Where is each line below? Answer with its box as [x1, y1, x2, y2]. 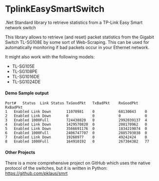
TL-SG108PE [12, 68, 38, 74]
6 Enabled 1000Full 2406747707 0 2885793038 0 [5, 130, 147, 136]
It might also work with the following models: [5, 54, 95, 59]
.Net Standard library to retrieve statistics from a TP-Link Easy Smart [5, 19, 143, 25]
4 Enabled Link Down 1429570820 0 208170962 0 [5, 122, 147, 127]
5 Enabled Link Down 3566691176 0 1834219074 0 [5, 127, 147, 131]
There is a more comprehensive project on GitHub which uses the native [5, 160, 151, 166]
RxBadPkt [5, 105, 23, 110]
